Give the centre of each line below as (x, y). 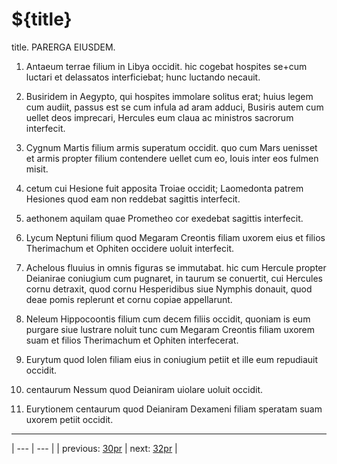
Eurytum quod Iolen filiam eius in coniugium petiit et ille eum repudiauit (172, 359)
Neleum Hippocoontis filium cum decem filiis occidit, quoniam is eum (168, 319)
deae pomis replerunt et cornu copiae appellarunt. (129, 299)
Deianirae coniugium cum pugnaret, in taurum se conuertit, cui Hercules (174, 278)
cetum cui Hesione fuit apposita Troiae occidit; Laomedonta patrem (164, 188)
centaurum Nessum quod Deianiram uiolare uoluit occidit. (144, 389)
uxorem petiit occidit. (69, 419)
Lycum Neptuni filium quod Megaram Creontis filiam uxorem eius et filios (175, 237)
